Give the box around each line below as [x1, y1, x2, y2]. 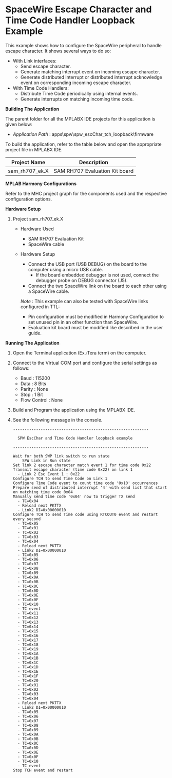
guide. [28, 330, 42, 336]
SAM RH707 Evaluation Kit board [53, 167, 134, 174]
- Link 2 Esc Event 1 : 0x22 [17, 471, 80, 476]
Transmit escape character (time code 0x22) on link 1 [12, 467, 133, 472]
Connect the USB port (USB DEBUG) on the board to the [28, 261, 147, 267]
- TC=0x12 [17, 615, 39, 620]
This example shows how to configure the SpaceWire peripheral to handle [5, 42, 162, 48]
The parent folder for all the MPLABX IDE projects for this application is [5, 115, 156, 122]
